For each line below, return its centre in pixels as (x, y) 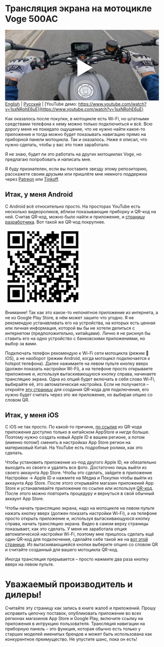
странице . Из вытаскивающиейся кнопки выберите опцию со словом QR (82, 545)
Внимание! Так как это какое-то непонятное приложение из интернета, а (82, 312)
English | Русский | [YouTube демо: (41, 104)
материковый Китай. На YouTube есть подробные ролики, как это (74, 447)
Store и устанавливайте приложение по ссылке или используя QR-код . (79, 488)
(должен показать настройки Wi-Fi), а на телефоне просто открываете (79, 368)
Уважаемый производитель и (69, 584)
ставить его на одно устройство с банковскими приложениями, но (75, 338)
